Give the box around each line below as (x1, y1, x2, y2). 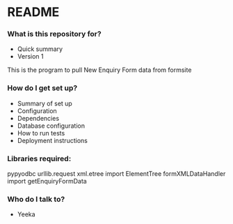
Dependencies (17, 114, 60, 122)
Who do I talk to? (7, 195, 65, 204)
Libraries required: (7, 154, 72, 163)
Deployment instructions (17, 136, 88, 144)
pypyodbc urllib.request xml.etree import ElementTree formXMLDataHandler (7, 170, 226, 178)
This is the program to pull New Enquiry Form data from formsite (7, 66, 192, 74)
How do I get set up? (7, 83, 78, 93)
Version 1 (17, 52, 44, 61)
